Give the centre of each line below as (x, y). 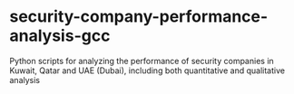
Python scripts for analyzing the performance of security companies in (142, 61)
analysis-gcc (60, 36)
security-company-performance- (139, 17)
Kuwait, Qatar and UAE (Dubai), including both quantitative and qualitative (147, 70)
